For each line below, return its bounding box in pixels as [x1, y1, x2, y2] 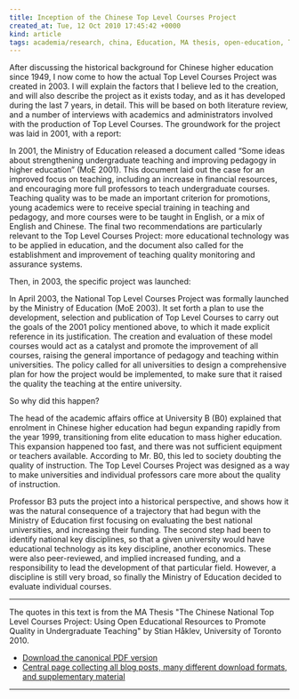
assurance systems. [9, 259, 83, 269]
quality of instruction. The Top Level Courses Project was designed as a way [9, 460, 290, 471]
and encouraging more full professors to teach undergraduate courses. [9, 183, 271, 194]
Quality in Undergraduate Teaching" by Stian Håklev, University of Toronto [9, 626, 282, 637]
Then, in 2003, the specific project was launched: [9, 277, 191, 287]
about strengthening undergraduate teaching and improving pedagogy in [9, 155, 277, 165]
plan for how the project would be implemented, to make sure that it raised [9, 369, 283, 380]
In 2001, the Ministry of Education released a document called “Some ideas [9, 146, 286, 157]
